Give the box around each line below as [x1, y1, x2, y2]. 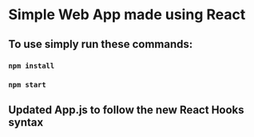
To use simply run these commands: [8, 37, 193, 51]
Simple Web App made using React [8, 6, 246, 24]
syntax [8, 115, 44, 129]
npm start [8, 80, 46, 89]
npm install [8, 61, 55, 70]
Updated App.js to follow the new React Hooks [8, 103, 245, 116]
